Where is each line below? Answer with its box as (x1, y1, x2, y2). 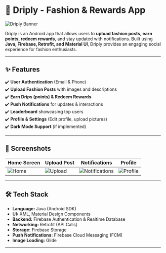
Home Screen (7, 159, 41, 166)
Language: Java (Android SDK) (12, 206, 77, 212)
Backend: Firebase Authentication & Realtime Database (12, 216, 125, 222)
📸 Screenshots (5, 144, 51, 153)
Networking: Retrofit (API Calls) (12, 222, 78, 228)
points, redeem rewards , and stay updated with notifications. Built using (5, 36, 153, 42)
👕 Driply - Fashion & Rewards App (5, 4, 146, 16)
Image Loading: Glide (12, 238, 57, 244)
